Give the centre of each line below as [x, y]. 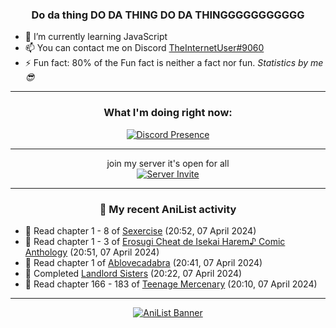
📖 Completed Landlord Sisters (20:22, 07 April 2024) [133, 273]
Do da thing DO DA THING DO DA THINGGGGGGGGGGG [168, 15]
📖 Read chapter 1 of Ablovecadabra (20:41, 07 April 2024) [143, 262]
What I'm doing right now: [168, 113]
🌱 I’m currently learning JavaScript [96, 37]
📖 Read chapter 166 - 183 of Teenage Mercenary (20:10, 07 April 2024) [171, 284]
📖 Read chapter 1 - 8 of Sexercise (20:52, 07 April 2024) [140, 230]
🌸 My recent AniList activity [168, 209]
